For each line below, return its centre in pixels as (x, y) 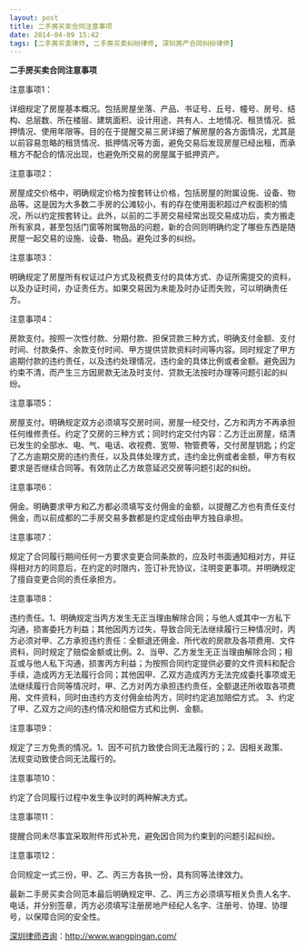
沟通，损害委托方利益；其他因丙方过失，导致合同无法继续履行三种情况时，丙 (152, 629)
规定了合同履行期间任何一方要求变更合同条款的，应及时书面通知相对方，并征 (152, 556)
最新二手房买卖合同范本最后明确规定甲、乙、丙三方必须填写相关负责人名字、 (152, 894)
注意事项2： (32, 174)
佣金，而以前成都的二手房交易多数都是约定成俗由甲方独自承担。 (128, 518)
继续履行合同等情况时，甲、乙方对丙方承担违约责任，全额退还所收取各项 (152, 686)
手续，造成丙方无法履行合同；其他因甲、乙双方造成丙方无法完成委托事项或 (148, 675)
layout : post (34, 18)
